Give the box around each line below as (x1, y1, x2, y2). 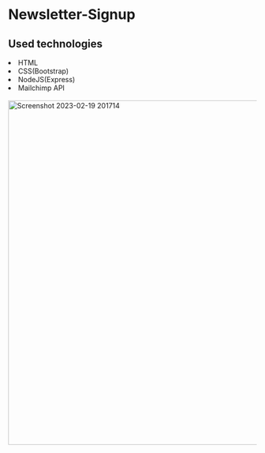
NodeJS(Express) (18, 75, 76, 84)
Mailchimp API (18, 83, 65, 92)
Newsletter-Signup (8, 6, 136, 24)
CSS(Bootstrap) (18, 66, 69, 76)
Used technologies (8, 37, 103, 51)
